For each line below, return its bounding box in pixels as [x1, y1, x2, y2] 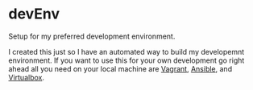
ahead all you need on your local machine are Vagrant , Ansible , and [8, 63, 232, 73]
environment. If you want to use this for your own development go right [8, 55, 245, 65]
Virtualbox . [8, 72, 44, 82]
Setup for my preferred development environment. [8, 31, 176, 41]
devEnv [8, 5, 60, 23]
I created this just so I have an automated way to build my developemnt [8, 47, 245, 56]
